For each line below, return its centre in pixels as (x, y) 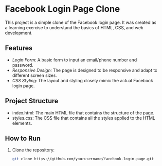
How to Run (23, 138)
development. (19, 33)
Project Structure (32, 101)
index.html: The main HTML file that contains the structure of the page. (83, 112)
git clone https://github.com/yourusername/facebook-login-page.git (83, 159)
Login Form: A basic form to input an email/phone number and (74, 60)
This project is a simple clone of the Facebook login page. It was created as (81, 22)
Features (19, 48)
